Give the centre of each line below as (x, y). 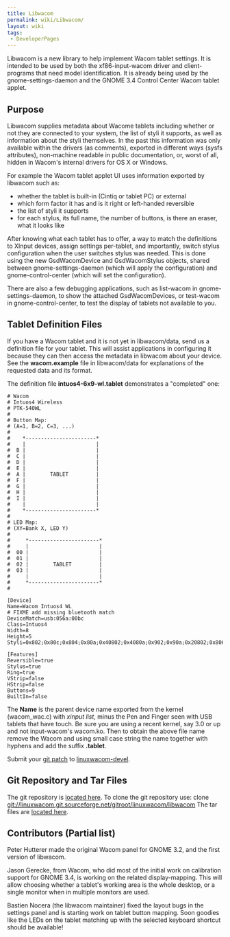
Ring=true (21, 672)
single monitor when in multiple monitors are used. (78, 892)
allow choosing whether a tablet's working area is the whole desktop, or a (111, 885)
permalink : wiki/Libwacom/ (46, 20)
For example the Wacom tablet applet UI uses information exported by (106, 175)
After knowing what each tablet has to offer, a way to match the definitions (112, 238)
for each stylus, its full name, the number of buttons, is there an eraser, (117, 218)
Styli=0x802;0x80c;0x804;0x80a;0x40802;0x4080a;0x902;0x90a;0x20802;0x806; (117, 643)
